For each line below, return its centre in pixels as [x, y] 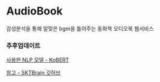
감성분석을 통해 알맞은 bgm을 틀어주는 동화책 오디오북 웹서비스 [80, 28]
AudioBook [35, 11]
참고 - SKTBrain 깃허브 [34, 73]
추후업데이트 [23, 45]
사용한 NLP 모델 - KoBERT [38, 60]
